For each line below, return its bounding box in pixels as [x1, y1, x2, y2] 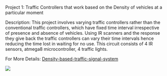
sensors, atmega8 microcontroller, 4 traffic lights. [5, 46, 108, 52]
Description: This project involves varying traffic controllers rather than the [5, 20, 160, 25]
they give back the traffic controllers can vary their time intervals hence [5, 35, 154, 41]
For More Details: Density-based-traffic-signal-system [5, 56, 119, 62]
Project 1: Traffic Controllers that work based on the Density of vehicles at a [5, 5, 162, 10]
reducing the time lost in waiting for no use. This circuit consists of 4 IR [5, 41, 153, 47]
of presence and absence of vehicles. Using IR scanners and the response [5, 30, 160, 36]
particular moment [5, 10, 44, 16]
